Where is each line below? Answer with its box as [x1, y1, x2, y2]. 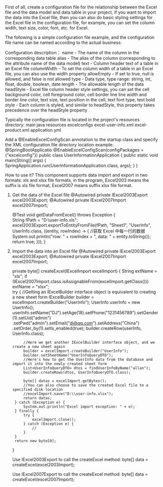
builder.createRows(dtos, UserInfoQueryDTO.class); [23, 370, 131, 375]
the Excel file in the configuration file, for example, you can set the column [5, 20, 155, 25]
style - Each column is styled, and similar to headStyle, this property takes [5, 102, 155, 108]
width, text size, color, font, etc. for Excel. [5, 25, 89, 31]
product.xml [5, 127, 29, 133]
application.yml [30, 127, 61, 133]
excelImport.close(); [32, 417, 76, 422]
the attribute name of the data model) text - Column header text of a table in [5, 61, 159, 66]
